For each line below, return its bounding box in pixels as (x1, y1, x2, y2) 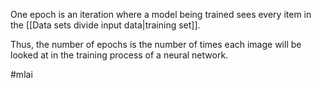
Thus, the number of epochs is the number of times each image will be (10, 39, 302, 50)
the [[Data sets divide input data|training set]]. (10, 19, 201, 31)
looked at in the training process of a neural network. (10, 49, 229, 61)
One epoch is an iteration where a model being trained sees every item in (10, 9, 312, 20)
